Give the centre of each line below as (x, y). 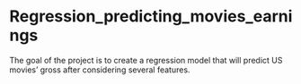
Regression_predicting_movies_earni (151, 17)
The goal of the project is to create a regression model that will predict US (146, 60)
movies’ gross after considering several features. (100, 70)
